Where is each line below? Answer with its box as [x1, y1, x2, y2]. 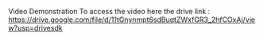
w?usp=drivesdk [8, 24, 63, 32]
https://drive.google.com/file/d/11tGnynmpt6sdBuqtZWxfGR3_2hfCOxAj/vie [8, 15, 256, 24]
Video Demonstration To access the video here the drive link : [8, 7, 211, 16]
